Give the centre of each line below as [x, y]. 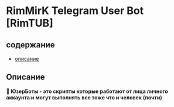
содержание [30, 45]
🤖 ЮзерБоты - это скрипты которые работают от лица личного [87, 91]
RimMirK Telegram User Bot [75, 11]
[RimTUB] [30, 23]
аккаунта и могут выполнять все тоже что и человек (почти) [84, 97]
